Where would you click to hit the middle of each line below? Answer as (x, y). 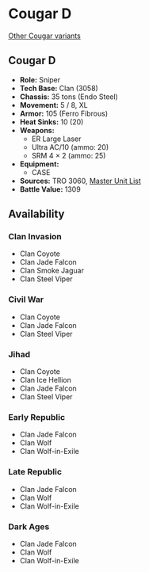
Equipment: (39, 164)
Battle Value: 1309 (50, 189)
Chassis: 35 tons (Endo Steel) (69, 97)
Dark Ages (29, 526)
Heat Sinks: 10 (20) (52, 122)
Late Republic (35, 472)
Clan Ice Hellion (45, 380)
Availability (36, 214)
